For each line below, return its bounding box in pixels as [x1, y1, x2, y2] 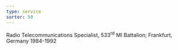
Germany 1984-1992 [6, 38, 57, 45]
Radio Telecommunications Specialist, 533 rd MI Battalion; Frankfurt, [6, 30, 173, 38]
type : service [6, 8, 42, 15]
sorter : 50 [6, 14, 33, 20]
